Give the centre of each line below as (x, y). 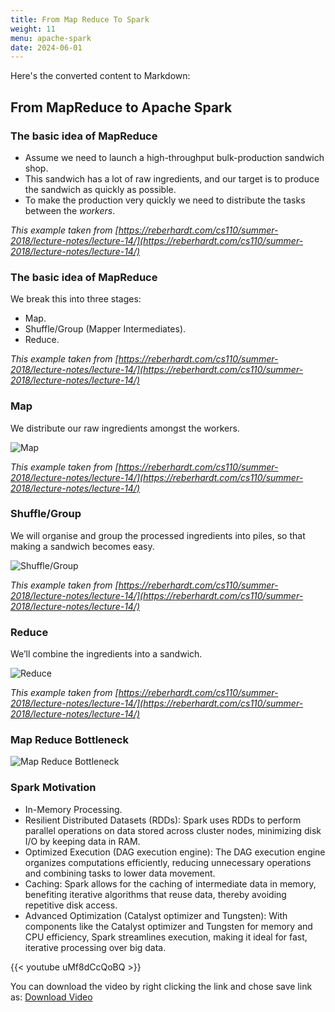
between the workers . (70, 210)
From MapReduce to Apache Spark (121, 107)
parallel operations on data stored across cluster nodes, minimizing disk (173, 830)
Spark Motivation (53, 788)
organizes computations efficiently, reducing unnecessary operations (168, 862)
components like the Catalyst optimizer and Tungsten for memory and (168, 926)
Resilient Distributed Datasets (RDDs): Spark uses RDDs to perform (163, 820)
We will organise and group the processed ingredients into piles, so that (158, 535)
